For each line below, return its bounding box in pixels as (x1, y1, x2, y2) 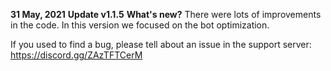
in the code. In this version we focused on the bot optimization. (10, 19, 270, 31)
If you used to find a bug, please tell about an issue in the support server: (10, 39, 312, 50)
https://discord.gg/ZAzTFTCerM (10, 49, 143, 61)
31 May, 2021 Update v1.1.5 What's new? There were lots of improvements (10, 9, 322, 20)
